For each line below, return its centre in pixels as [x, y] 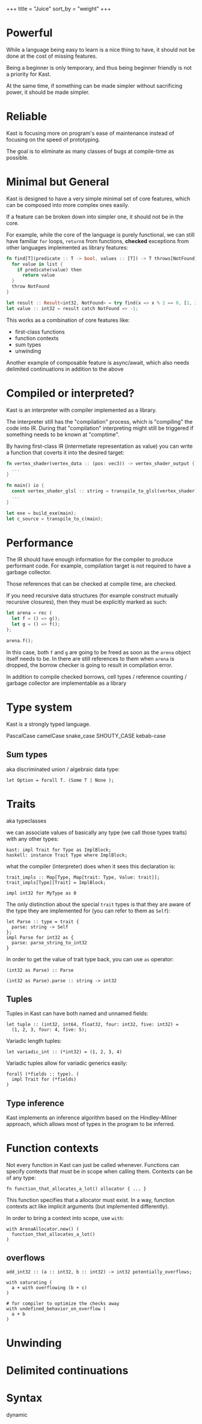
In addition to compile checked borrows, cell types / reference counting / [96, 676]
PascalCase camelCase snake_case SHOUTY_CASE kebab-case [86, 735]
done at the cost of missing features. [52, 56]
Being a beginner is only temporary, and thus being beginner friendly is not [99, 67]
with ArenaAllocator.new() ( [43, 1229]
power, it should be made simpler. [48, 92]
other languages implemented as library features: [67, 247]
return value [38, 275]
